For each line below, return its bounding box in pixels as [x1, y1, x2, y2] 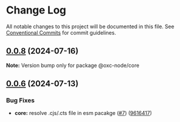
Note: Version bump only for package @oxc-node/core [6, 62, 140, 69]
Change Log [6, 4, 66, 17]
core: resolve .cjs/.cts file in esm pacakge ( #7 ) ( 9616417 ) [14, 110, 152, 117]
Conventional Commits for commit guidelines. [6, 29, 116, 36]
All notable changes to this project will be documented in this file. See [6, 23, 175, 30]
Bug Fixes [6, 96, 35, 104]
